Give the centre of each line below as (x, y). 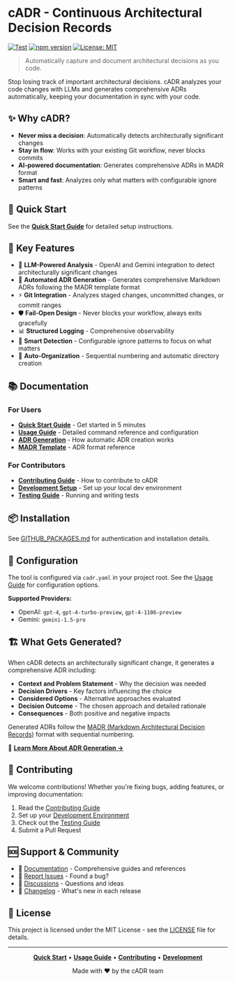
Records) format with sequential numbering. (71, 734)
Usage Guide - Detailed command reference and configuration (108, 432)
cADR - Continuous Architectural (105, 13)
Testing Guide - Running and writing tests (78, 495)
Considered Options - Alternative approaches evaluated (99, 698)
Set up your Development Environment (74, 815)
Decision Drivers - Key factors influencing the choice (95, 691)
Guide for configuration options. (54, 585)
